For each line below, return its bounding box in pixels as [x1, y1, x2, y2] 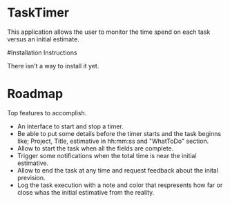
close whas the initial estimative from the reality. [17, 188, 155, 196]
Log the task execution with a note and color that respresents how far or [17, 181, 223, 189]
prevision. [17, 173, 46, 182]
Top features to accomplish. [7, 108, 87, 117]
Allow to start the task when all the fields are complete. [17, 144, 174, 153]
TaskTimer [7, 5, 70, 21]
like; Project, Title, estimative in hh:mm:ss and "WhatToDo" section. [17, 137, 209, 145]
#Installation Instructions [7, 48, 77, 57]
